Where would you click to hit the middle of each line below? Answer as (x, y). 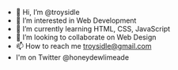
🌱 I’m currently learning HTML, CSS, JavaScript (93, 29)
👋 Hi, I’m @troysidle (48, 12)
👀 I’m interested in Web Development (76, 20)
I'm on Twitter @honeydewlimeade (72, 57)
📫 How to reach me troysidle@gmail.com (83, 46)
